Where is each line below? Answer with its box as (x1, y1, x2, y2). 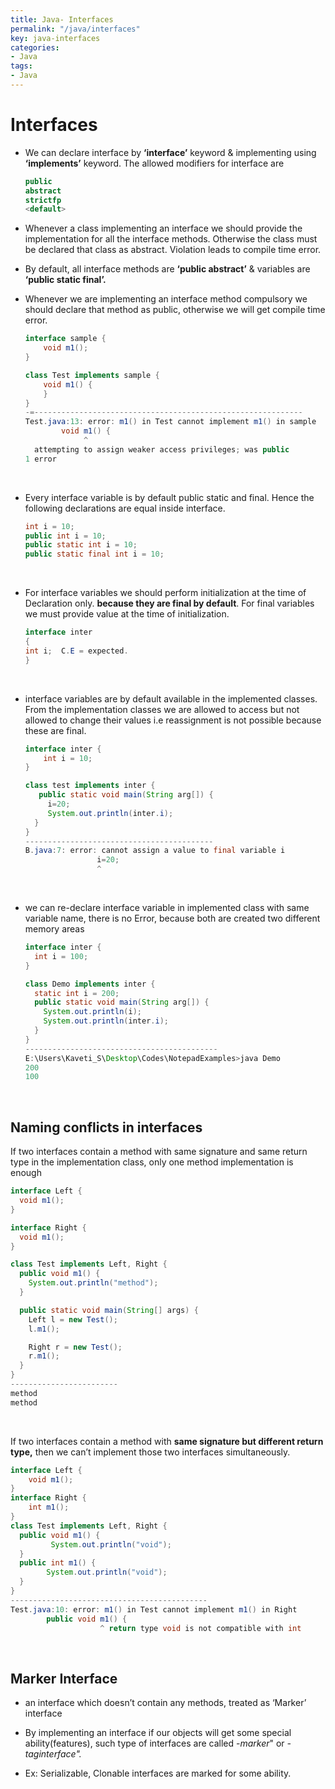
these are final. (24, 724, 87, 736)
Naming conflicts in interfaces (10, 1119, 203, 1136)
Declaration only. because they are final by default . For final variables (24, 597, 315, 610)
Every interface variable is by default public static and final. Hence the (24, 491, 315, 503)
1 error (24, 454, 57, 464)
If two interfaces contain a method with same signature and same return (10, 1146, 308, 1158)
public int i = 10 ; (24, 531, 107, 541)
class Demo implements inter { (24, 979, 156, 989)
